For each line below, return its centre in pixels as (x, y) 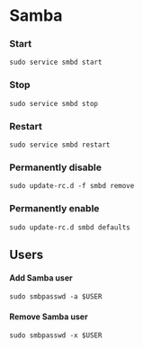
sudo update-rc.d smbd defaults (70, 227)
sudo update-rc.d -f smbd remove (72, 186)
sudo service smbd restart (60, 145)
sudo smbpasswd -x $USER (56, 336)
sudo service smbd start (56, 63)
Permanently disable (55, 167)
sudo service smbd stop (54, 103)
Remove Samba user (49, 317)
